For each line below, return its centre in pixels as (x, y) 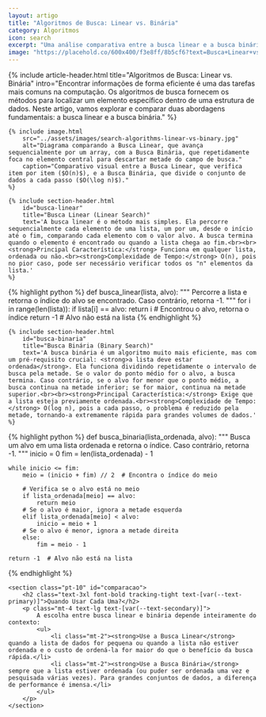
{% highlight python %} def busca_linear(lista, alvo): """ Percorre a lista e (128, 292)
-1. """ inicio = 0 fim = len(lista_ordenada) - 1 (81, 454)
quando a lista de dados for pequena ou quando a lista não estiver (123, 643)
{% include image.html (46, 132)
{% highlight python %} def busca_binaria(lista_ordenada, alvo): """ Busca (129, 437)
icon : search (30, 38)
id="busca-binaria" (55, 339)
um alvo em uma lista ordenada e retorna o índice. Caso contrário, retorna (129, 445)
